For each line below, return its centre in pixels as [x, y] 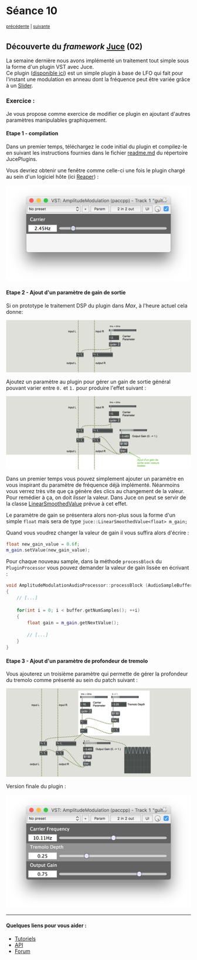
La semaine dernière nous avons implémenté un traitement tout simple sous [98, 61]
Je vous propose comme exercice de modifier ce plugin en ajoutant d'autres [98, 113]
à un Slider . [20, 86]
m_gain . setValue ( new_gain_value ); [48, 550]
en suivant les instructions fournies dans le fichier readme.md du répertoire [97, 153]
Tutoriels [25, 938]
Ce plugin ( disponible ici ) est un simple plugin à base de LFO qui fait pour [95, 73]
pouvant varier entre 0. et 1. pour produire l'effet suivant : [76, 388]
